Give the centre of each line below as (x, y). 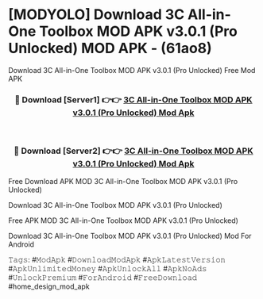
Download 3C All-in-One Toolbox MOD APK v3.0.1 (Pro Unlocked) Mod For (130, 236)
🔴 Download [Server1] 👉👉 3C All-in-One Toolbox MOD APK (133, 99)
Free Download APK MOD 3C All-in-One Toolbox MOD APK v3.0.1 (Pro (123, 181)
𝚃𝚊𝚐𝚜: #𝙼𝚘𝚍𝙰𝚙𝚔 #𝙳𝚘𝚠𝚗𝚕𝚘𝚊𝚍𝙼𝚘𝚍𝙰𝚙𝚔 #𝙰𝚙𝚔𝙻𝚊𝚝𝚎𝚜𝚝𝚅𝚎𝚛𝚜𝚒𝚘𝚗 (117, 259)
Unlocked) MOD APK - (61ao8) (110, 48)
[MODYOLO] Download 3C (97, 15)
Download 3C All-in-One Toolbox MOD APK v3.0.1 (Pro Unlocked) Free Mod (132, 70)
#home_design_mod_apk (49, 286)
